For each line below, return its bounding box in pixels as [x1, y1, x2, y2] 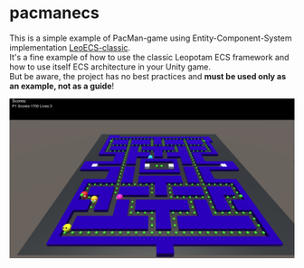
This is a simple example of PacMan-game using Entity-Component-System [9, 32, 292, 43]
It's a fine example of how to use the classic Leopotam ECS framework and [9, 51, 290, 62]
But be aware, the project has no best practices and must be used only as [9, 70, 287, 81]
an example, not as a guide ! [9, 80, 115, 91]
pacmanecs [9, 3, 100, 23]
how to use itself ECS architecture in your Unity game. [9, 61, 211, 72]
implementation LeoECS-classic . [9, 42, 131, 52]
